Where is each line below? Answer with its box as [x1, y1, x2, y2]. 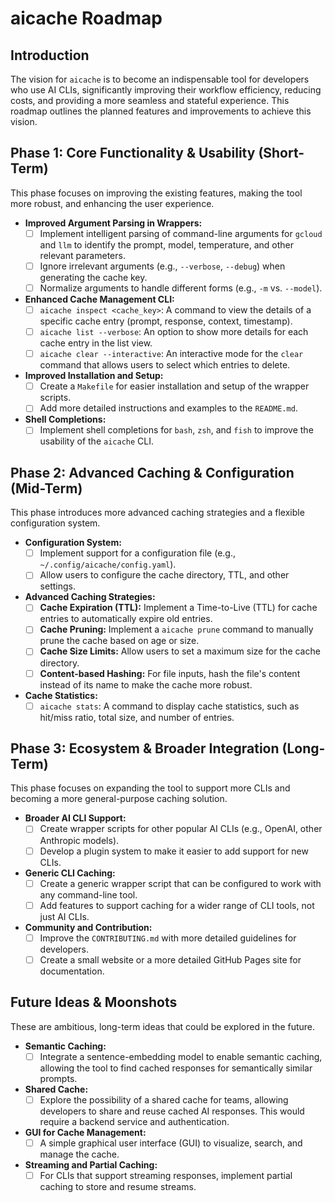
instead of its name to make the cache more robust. [39, 678, 253, 691]
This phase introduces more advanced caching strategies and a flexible [10, 507, 305, 519]
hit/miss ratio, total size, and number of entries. [39, 711, 235, 723]
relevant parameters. [39, 249, 126, 261]
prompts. [39, 1072, 78, 1084]
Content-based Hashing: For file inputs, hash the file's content [39, 667, 301, 679]
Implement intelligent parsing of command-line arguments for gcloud [39, 227, 323, 239]
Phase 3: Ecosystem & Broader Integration [10, 740, 280, 757]
